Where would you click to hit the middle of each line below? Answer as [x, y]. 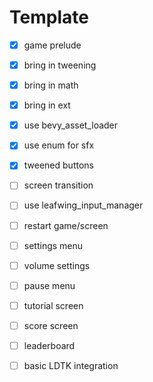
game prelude [52, 45]
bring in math [51, 85]
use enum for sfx [59, 145]
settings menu [53, 245]
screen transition [58, 185]
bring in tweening [60, 65]
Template [49, 17]
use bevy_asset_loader [71, 125]
